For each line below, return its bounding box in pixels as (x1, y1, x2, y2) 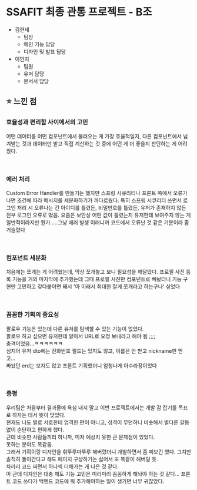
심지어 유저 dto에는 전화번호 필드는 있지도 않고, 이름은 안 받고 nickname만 (6, 347, 177, 354)
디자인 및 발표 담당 (23, 48, 66, 55)
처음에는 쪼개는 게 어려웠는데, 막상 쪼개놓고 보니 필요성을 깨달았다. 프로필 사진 (6, 269, 185, 276)
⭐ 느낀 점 (6, 97, 37, 107)
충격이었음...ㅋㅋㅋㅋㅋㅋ (6, 340, 63, 347)
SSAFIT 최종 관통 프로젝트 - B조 (6, 5, 152, 19)
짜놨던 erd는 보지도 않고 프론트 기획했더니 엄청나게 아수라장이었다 (6, 362, 157, 369)
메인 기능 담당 (23, 41, 55, 48)
